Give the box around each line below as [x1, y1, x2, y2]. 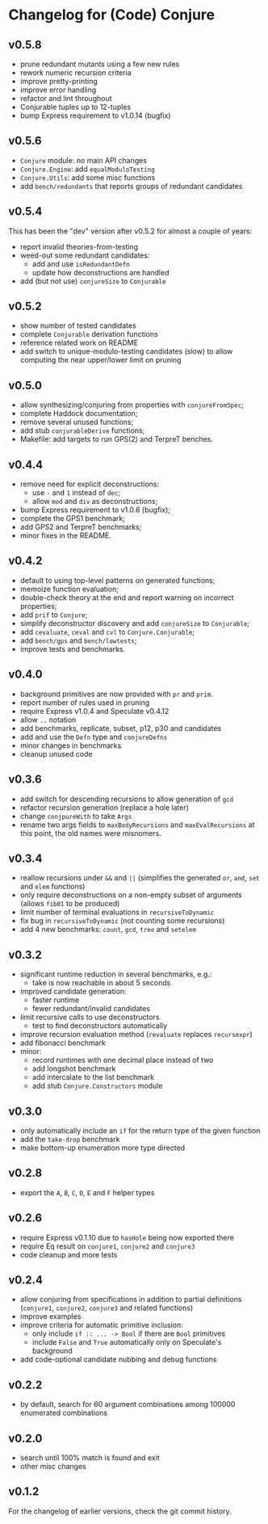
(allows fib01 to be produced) [19, 899, 120, 909]
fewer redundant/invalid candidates [31, 1004, 151, 1014]
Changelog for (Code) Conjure [8, 6, 216, 24]
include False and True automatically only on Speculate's [31, 1337, 222, 1347]
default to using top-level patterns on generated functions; [19, 575, 216, 585]
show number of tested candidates [19, 321, 137, 330]
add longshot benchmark [31, 1064, 116, 1073]
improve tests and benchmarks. [19, 644, 126, 653]
